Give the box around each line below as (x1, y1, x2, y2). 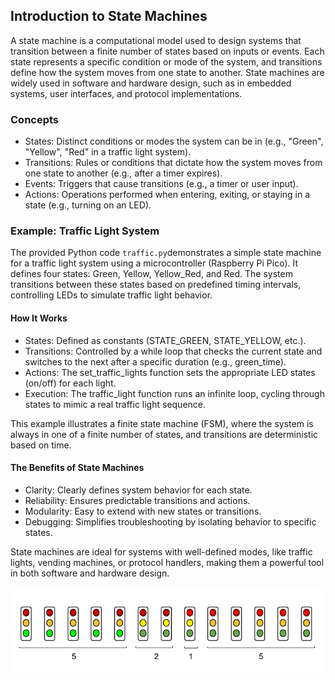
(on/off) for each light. (24, 377, 117, 389)
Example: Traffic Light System (10, 224, 160, 238)
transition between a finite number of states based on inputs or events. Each (10, 45, 325, 57)
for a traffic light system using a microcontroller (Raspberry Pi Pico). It (10, 257, 299, 269)
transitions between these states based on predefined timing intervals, (10, 279, 302, 291)
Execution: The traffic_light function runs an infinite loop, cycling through (24, 387, 325, 399)
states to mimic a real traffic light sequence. (24, 398, 207, 410)
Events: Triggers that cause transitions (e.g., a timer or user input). (24, 178, 299, 190)
